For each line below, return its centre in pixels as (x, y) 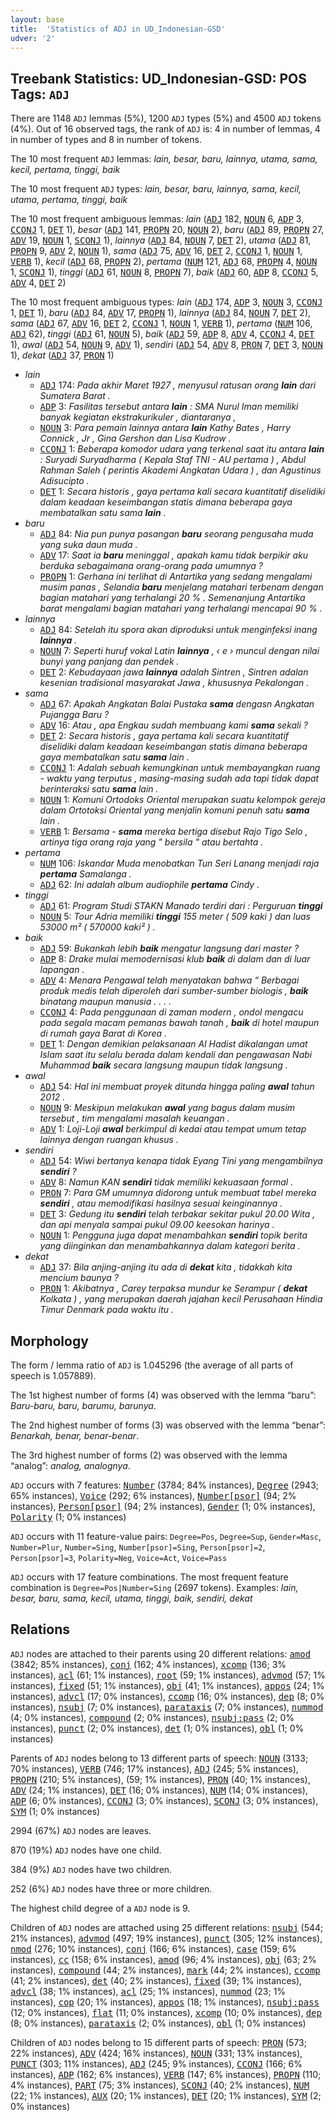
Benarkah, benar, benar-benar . (75, 1435)
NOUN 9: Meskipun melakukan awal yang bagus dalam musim (167, 1108)
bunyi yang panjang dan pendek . (109, 662)
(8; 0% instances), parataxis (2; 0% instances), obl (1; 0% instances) (158, 2023)
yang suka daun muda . (88, 545)
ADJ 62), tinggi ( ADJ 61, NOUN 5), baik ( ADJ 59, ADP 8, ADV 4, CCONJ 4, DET (162, 334)
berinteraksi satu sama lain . (99, 789)
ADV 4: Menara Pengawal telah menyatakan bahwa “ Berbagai (169, 980)
